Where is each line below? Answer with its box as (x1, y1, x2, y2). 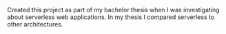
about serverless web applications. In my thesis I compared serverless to (7, 13, 215, 21)
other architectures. (7, 20, 63, 28)
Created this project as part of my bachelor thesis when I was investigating (7, 6, 220, 14)
